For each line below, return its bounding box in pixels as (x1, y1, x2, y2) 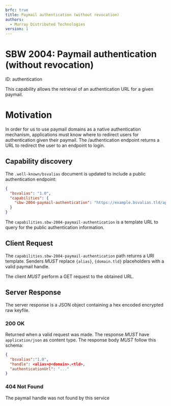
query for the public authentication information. (5, 224, 104, 231)
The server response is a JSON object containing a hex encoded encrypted (5, 301, 164, 308)
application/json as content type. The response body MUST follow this (5, 337, 156, 343)
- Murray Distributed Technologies (10, 21, 85, 27)
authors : (5, 17, 24, 22)
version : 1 (5, 27, 28, 32)
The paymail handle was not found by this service (5, 395, 110, 401)
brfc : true (5, 7, 28, 13)
